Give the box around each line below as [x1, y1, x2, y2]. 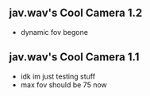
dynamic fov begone [20, 27, 88, 36]
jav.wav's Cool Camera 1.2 [9, 6, 143, 20]
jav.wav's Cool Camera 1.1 [9, 51, 140, 64]
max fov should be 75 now [20, 79, 108, 90]
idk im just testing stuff [20, 71, 96, 81]
